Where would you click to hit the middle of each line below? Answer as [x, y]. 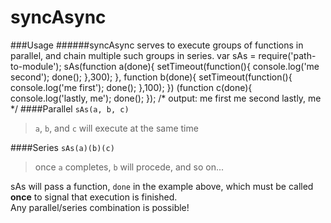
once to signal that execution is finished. [94, 197]
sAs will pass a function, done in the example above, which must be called [162, 186]
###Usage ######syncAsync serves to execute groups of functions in [157, 45]
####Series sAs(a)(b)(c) [62, 147]
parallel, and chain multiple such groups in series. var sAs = [133, 55]
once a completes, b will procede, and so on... [129, 167]
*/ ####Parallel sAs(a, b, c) [70, 108]
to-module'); [36, 66]
